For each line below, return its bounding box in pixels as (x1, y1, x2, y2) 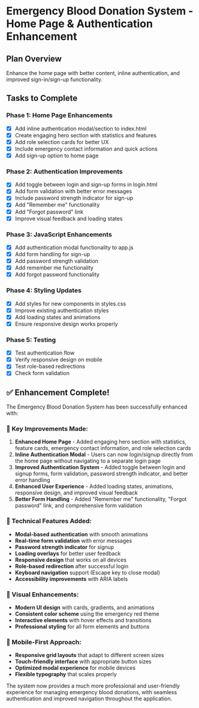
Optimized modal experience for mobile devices (14, 664, 136, 671)
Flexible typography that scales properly (14, 671, 117, 678)
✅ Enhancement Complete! (6, 387, 110, 397)
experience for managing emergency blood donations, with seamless (6, 689, 177, 696)
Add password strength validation (14, 257, 99, 265)
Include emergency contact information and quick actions (14, 145, 158, 152)
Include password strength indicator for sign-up (14, 194, 134, 202)
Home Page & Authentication (6, 17, 153, 31)
